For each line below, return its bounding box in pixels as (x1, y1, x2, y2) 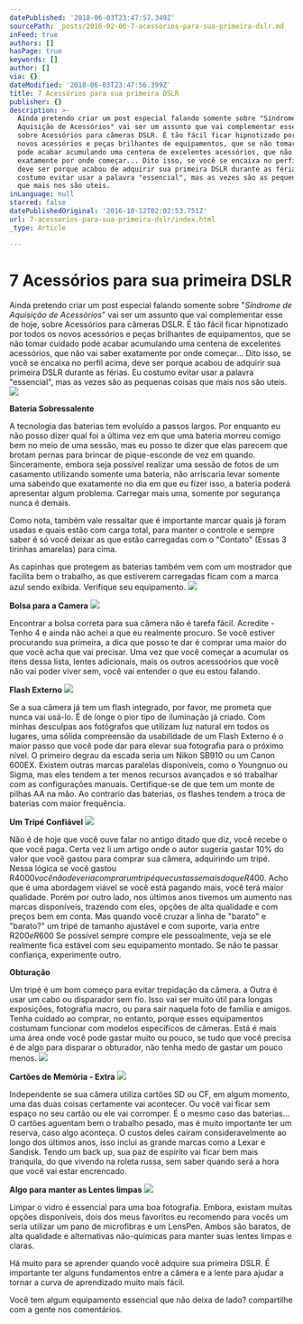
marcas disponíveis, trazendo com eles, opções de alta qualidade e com (9, 901, 278, 913)
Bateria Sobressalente (9, 403, 95, 414)
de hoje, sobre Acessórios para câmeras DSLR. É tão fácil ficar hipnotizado (9, 319, 289, 330)
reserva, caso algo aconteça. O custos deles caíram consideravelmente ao (9, 1127, 287, 1139)
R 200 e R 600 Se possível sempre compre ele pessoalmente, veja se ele (9, 930, 272, 941)
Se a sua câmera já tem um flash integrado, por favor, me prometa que (9, 702, 272, 713)
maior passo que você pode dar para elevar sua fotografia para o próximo (9, 740, 284, 751)
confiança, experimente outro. (9, 950, 122, 961)
